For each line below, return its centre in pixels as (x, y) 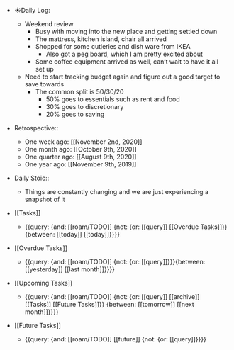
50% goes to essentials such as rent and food (113, 99)
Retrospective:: (36, 128)
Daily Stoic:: (32, 178)
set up (45, 69)
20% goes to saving (75, 114)
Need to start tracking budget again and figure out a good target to (122, 77)
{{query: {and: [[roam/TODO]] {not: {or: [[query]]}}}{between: (115, 262)
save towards (44, 84)
